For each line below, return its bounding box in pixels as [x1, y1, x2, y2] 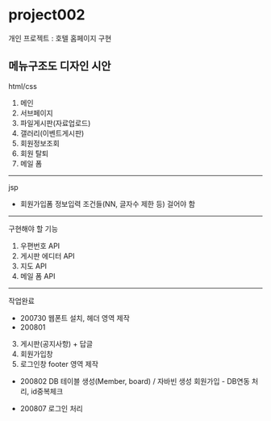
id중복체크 [31, 386, 64, 396]
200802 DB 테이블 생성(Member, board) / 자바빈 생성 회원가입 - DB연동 [19, 376, 250, 385]
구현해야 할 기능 [8, 224, 59, 234]
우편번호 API [19, 241, 60, 250]
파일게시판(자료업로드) [19, 118, 91, 128]
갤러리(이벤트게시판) [19, 128, 85, 138]
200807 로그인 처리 [19, 403, 83, 413]
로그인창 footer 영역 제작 [19, 359, 99, 368]
